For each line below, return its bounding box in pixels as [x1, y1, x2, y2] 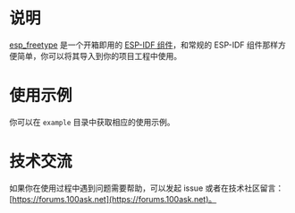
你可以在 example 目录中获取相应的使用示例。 [9, 116, 175, 127]
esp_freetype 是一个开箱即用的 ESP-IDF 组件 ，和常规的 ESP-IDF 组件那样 [9, 39, 279, 50]
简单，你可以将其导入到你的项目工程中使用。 [16, 50, 181, 61]
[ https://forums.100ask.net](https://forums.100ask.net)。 [9, 193, 217, 204]
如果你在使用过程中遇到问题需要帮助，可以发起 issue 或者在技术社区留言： [9, 183, 284, 193]
